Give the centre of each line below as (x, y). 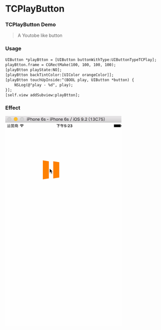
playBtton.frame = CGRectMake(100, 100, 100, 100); (61, 65)
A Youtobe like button (40, 35)
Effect (13, 107)
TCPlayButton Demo (31, 25)
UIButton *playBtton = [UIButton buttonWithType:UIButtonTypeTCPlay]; (81, 60)
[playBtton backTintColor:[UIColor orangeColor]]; (60, 75)
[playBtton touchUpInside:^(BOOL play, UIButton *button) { (70, 80)
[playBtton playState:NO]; (34, 70)
